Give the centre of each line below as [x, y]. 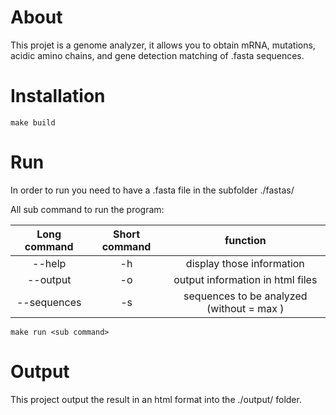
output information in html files [245, 279]
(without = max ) [245, 308]
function [245, 240]
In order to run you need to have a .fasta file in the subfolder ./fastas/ [152, 190]
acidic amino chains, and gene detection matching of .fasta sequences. [157, 55]
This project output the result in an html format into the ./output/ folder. [156, 399]
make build [33, 122]
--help [49, 263]
